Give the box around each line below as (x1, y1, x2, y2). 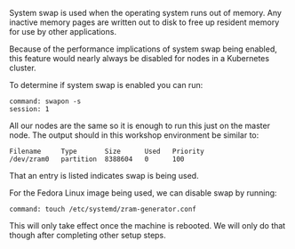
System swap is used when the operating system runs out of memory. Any (9, 8, 283, 18)
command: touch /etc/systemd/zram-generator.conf (9, 205, 197, 213)
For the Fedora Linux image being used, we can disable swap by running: (9, 188, 277, 198)
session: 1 (9, 105, 50, 114)
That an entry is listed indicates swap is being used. (9, 171, 199, 181)
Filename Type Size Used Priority (9, 147, 204, 156)
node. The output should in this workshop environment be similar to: (9, 130, 259, 141)
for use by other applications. (9, 27, 117, 36)
